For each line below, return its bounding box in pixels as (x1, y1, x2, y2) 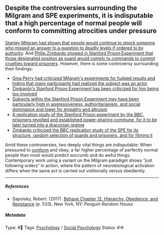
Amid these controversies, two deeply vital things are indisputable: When (5, 142, 152, 148)
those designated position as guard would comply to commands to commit (5, 55, 155, 61)
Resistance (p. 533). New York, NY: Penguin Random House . (12, 201, 134, 207)
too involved (12, 90, 38, 97)
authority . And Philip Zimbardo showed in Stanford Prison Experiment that (5, 50, 154, 56)
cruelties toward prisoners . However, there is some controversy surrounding (5, 61, 159, 66)
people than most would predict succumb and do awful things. (5, 152, 131, 158)
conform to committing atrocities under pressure (5, 27, 157, 35)
